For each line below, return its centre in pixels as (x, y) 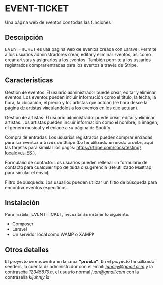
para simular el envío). (27, 172)
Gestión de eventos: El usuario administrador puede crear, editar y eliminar (80, 92)
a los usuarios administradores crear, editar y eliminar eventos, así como (78, 54)
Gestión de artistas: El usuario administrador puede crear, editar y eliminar (80, 117)
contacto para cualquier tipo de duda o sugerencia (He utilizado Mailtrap (78, 167)
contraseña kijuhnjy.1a (27, 277)
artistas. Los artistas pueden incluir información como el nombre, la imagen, (81, 122)
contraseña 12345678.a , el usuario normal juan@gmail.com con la (72, 272)
